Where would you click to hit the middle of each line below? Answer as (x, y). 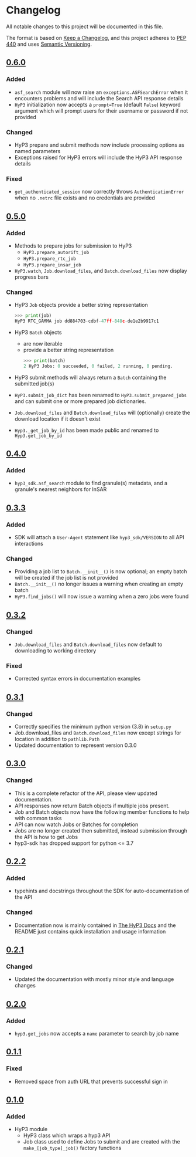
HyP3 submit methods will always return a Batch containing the (90, 377)
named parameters (37, 151)
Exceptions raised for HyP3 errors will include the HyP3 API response (98, 157)
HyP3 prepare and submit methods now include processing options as (99, 145)
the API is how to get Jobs (46, 837)
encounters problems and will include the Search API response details (99, 98)
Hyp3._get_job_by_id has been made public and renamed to (87, 430)
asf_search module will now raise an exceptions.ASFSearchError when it (101, 92)
